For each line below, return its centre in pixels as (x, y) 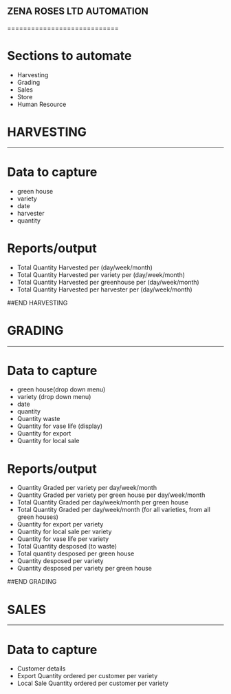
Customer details (41, 669)
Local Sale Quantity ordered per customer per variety (92, 683)
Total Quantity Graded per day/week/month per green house (103, 502)
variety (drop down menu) (54, 397)
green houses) (37, 517)
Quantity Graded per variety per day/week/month (87, 488)
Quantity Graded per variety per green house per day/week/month (111, 495)
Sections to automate (69, 56)
